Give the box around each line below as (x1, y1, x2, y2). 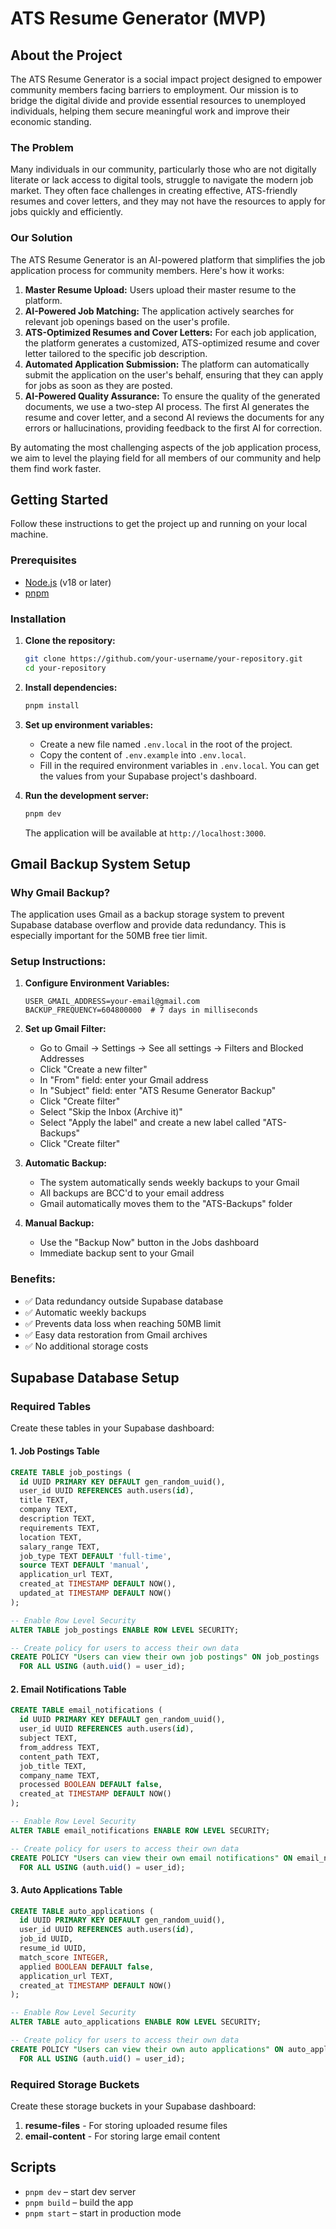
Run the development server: (24, 789, 150, 801)
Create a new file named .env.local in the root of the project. (39, 738, 293, 750)
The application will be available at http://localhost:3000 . (24, 827, 267, 839)
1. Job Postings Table (10, 1445, 100, 1457)
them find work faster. (10, 462, 102, 474)
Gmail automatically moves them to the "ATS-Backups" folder (39, 1198, 293, 1210)
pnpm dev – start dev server (24, 2185, 137, 2197)
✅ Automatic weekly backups (24, 1306, 147, 1318)
